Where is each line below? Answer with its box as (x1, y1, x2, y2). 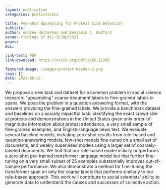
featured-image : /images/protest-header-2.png (5, 67, 103, 72)
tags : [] (5, 71, 23, 76)
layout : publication (5, 7, 48, 12)
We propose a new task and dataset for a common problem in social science (5, 90, 162, 95)
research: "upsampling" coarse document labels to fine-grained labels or (5, 95, 155, 101)
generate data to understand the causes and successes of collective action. (5, 180, 160, 186)
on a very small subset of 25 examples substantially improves (19, 158, 145, 164)
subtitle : (5, 25, 26, 30)
